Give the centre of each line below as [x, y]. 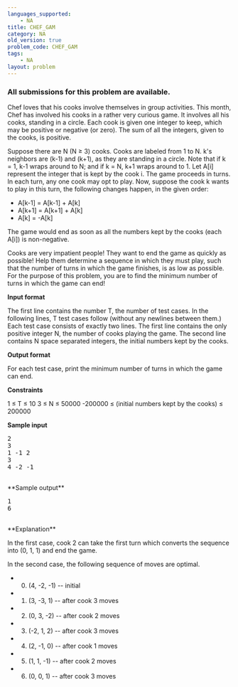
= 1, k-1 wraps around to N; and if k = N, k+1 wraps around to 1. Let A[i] [110, 166]
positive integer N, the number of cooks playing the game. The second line [117, 333]
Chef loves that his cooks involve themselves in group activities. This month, [119, 107]
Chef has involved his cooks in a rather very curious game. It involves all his [118, 114]
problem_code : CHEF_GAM [43, 47]
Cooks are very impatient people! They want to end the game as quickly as [117, 252]
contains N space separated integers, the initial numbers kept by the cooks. [118, 341]
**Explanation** [32, 529]
